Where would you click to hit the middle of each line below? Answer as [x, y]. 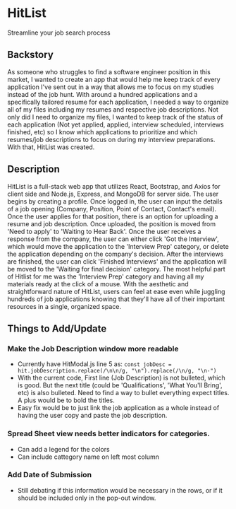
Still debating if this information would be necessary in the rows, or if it [120, 490]
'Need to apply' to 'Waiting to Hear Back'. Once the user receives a [104, 231]
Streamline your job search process [59, 33]
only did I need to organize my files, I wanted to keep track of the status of [115, 117]
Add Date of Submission [50, 475]
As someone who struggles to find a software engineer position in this [109, 71]
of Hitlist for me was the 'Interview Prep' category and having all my [106, 276]
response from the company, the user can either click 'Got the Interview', [113, 239]
